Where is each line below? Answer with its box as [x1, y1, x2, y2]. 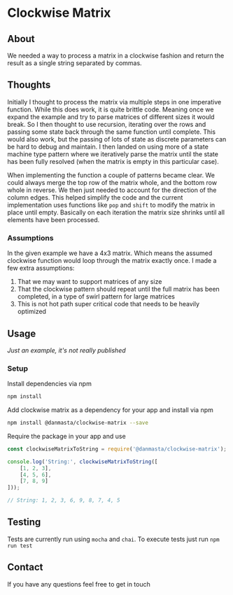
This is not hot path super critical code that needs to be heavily [17, 300, 200, 308]
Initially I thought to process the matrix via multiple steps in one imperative [7, 97, 222, 106]
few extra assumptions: [7, 264, 75, 273]
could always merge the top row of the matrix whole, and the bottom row [7, 178, 218, 186]
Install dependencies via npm [7, 380, 92, 388]
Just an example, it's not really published [7, 346, 126, 355]
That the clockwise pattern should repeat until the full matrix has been [17, 285, 220, 294]
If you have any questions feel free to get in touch [7, 580, 150, 588]
